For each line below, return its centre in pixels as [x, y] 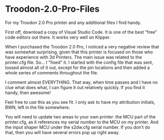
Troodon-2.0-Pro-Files [52, 9]
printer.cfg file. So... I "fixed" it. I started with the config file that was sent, [79, 62]
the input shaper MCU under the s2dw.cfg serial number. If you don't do [78, 127]
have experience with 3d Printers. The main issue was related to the [73, 57]
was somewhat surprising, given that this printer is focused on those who [79, 52]
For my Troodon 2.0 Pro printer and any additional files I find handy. [73, 23]
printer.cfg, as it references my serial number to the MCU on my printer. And [82, 122]
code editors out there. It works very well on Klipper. [58, 37]
